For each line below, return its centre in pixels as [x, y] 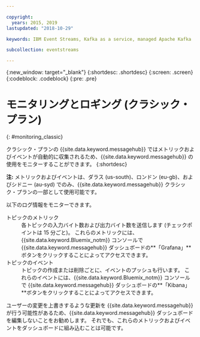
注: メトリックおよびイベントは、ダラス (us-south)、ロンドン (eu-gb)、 [95, 177]
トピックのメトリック [32, 217]
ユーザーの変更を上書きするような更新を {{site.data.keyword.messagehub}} [100, 305]
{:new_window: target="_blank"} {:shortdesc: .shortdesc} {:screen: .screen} [100, 72]
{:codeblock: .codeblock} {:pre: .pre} [51, 79]
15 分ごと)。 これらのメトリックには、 [90, 232]
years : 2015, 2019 [35, 23]
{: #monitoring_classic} [35, 137]
